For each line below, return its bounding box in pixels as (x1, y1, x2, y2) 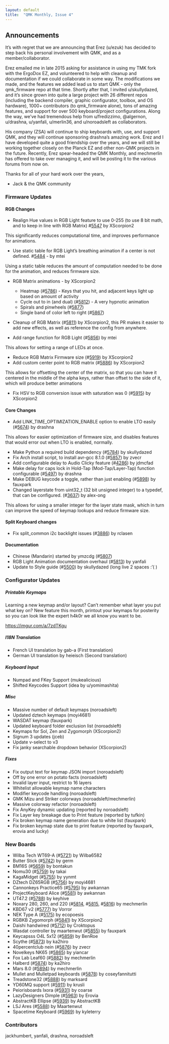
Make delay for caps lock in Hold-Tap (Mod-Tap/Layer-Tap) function (12, 465, 155, 471)
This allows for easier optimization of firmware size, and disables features (5, 433, 159, 440)
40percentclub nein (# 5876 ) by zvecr (12, 944, 91, 950)
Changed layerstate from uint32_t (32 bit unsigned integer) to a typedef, (12, 487, 163, 493)
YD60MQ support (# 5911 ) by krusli (12, 982, 85, 988)
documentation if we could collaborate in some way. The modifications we (5, 76, 160, 82)
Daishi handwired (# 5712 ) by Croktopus (12, 922, 95, 929)
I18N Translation (5, 634, 41, 640)
